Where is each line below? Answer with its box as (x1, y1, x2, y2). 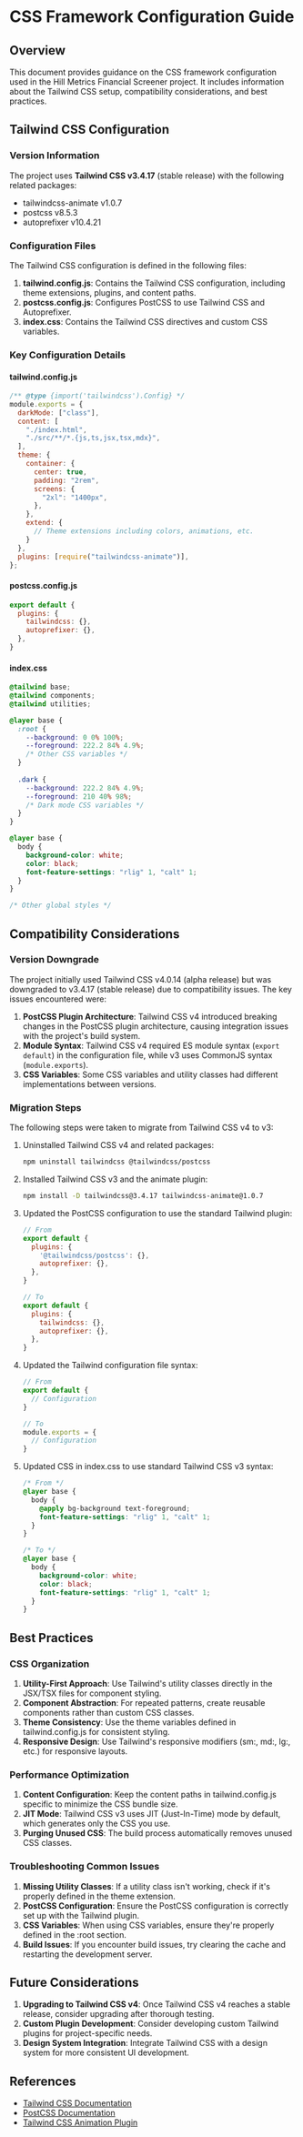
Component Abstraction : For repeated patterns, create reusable (22, 1697, 266, 1708)
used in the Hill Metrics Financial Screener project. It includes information (9, 76, 285, 87)
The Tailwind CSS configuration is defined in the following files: (9, 259, 247, 270)
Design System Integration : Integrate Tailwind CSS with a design (22, 2038, 268, 2049)
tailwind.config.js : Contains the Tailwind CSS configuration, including (22, 277, 286, 288)
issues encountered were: (9, 993, 107, 1004)
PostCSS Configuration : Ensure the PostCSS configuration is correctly (22, 1900, 289, 1911)
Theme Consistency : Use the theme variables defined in (22, 1717, 237, 1728)
